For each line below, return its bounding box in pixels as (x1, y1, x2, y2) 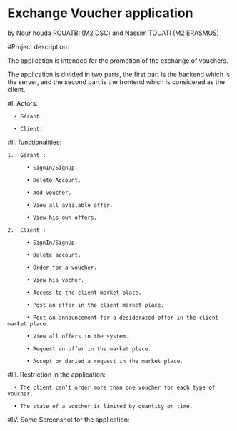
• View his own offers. (26, 214, 98, 221)
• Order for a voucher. (26, 264, 98, 271)
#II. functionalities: (7, 138, 62, 146)
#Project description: (7, 42, 69, 51)
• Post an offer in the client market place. (26, 301, 164, 308)
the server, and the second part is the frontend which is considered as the (7, 77, 226, 86)
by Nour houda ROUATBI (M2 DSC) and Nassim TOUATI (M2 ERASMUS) (7, 29, 220, 37)
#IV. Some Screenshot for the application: (7, 415, 130, 424)
